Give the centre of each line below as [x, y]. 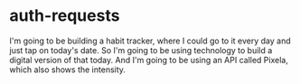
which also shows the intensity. [68, 70]
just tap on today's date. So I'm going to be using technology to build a [141, 50]
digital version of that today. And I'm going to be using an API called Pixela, [149, 60]
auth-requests [65, 16]
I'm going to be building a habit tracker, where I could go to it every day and [150, 41]
